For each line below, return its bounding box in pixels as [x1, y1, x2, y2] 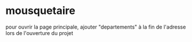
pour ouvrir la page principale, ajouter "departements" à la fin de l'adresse [5, 23, 186, 30]
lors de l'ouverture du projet [5, 29, 74, 36]
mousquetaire [5, 4, 76, 17]
